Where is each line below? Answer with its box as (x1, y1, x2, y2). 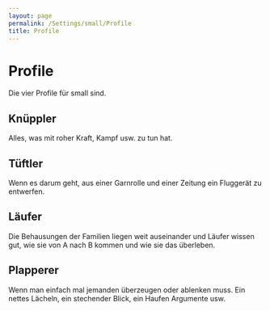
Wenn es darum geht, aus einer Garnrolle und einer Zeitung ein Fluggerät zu (8, 178, 262, 187)
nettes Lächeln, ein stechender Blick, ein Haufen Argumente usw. (8, 293, 226, 303)
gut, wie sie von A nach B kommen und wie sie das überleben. (8, 240, 216, 250)
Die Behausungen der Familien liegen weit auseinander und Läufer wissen (8, 231, 255, 241)
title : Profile (8, 27, 60, 35)
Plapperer (8, 263, 59, 277)
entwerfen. (8, 187, 45, 196)
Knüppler (8, 111, 57, 125)
